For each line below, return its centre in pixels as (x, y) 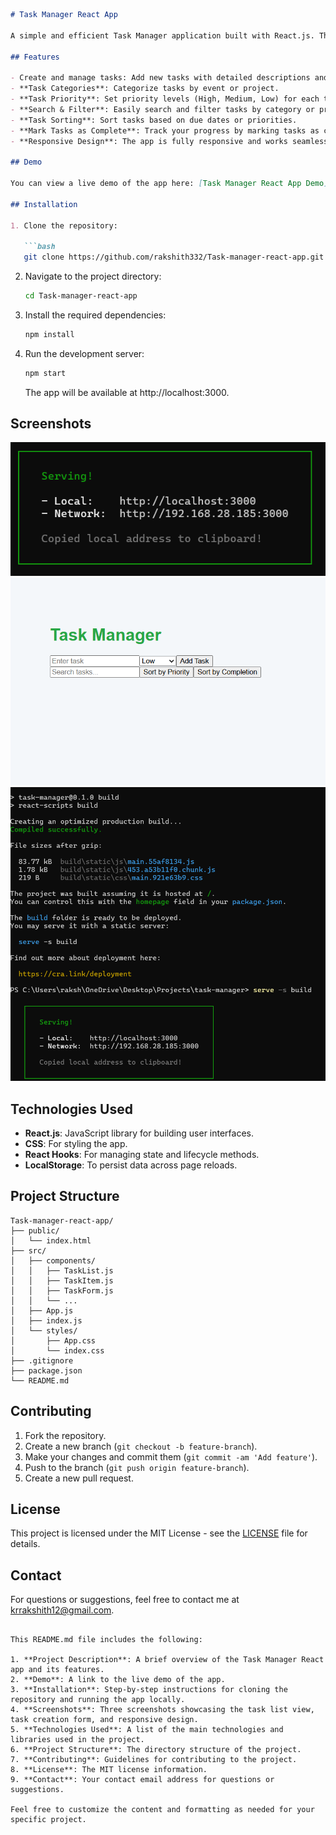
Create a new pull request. (79, 1478)
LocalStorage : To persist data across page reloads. (131, 1165)
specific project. (48, 1820)
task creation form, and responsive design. (104, 1720)
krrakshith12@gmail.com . (62, 1610)
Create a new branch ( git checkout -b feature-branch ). (141, 1446)
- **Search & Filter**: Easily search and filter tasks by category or (162, 109)
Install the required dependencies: (95, 315)
